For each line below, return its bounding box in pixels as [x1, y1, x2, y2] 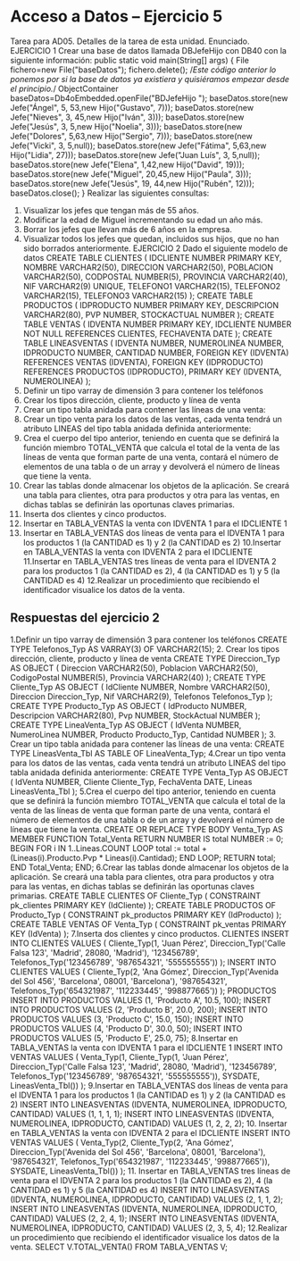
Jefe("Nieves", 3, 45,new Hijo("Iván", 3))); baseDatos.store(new [10, 112, 245, 122]
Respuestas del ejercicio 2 [10, 610, 160, 626]
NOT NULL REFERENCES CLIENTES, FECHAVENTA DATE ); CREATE [22, 328, 273, 338]
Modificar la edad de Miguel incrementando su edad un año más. [22, 214, 263, 225]
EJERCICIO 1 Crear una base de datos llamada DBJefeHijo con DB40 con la [10, 45, 287, 55]
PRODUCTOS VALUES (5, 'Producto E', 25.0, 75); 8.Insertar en [10, 1032, 238, 1043]
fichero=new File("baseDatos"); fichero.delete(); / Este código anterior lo [10, 64, 277, 75]
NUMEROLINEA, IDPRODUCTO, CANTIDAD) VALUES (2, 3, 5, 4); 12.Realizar [10, 1222, 288, 1233]
